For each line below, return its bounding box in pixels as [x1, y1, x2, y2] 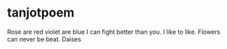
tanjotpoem [7, 5, 75, 21]
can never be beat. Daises [7, 35, 81, 43]
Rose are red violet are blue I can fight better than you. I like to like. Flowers [7, 28, 221, 36]
